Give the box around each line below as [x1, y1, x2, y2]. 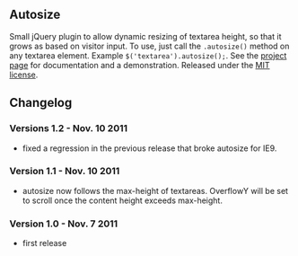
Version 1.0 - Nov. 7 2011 [9, 217, 118, 230]
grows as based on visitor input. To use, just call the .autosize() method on [9, 40, 290, 51]
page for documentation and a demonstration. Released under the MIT [9, 59, 270, 70]
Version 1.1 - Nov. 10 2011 [9, 165, 120, 178]
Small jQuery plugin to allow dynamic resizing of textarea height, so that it [9, 31, 282, 41]
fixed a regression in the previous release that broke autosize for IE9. [22, 143, 277, 154]
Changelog [9, 95, 73, 110]
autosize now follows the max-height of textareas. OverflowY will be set [22, 185, 289, 196]
